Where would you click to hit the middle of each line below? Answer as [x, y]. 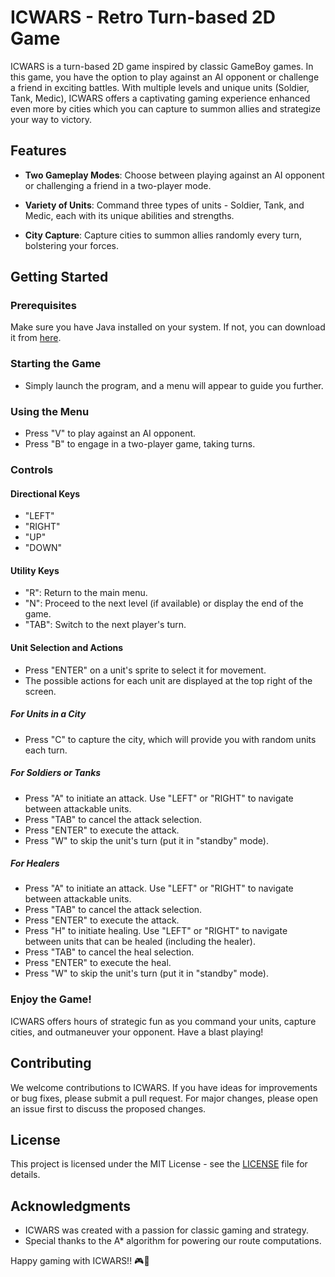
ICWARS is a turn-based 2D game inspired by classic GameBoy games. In [162, 66]
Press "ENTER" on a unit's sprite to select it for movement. [145, 670]
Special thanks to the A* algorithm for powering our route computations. [173, 1241]
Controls [32, 469]
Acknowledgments [71, 1206]
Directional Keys [45, 493]
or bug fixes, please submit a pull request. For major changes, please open [164, 1098]
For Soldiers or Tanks [56, 773]
